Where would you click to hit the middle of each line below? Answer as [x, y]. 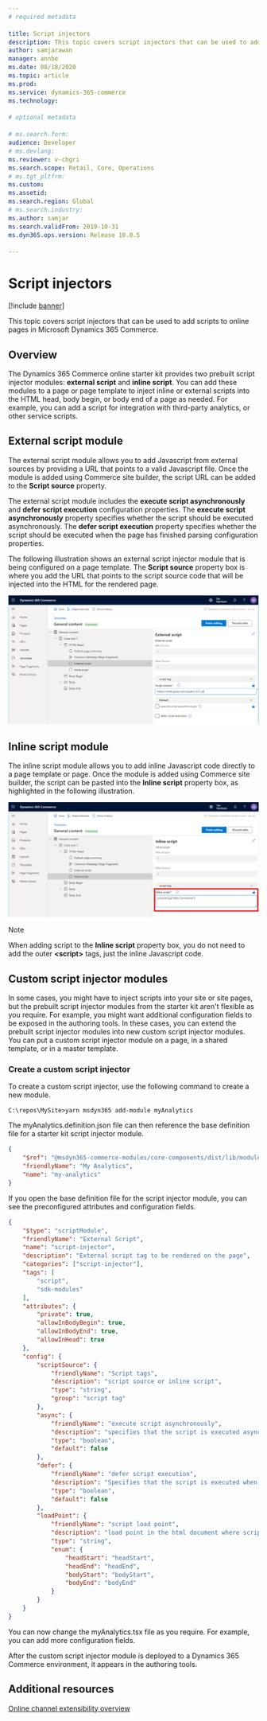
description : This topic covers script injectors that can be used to [128, 42]
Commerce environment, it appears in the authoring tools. [103, 1664]
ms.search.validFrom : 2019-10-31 [64, 227]
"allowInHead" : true [71, 1340]
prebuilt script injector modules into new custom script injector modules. [127, 1032]
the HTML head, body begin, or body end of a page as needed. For [118, 399]
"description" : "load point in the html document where [145, 1533]
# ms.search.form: [39, 134]
